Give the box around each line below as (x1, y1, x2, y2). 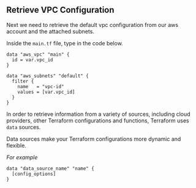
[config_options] (12, 171, 56, 177)
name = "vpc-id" (17, 83, 64, 89)
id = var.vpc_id (12, 56, 53, 63)
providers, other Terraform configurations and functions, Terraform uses (6, 116, 189, 124)
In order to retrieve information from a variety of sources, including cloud (6, 110, 191, 118)
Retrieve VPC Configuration (6, 5, 115, 15)
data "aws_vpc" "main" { (6, 51, 70, 58)
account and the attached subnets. (6, 28, 95, 35)
